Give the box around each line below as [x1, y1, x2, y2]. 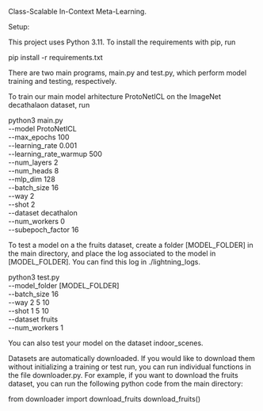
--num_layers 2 [8, 158, 59, 167]
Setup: [8, 22, 30, 31]
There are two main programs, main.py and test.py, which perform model [8, 68, 247, 78]
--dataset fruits [8, 314, 58, 324]
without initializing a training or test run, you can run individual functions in [8, 362, 252, 371]
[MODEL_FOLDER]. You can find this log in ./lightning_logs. [8, 257, 200, 266]
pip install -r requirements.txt [8, 53, 103, 62]
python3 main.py [8, 116, 63, 125]
